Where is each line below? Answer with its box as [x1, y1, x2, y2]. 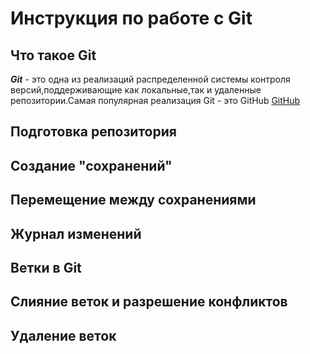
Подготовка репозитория [10, 123, 177, 141]
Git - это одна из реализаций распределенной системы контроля [10, 73, 291, 85]
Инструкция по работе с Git [10, 7, 253, 30]
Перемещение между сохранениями [10, 192, 257, 209]
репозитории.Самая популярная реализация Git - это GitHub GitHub [10, 95, 301, 106]
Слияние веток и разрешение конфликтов [10, 293, 288, 311]
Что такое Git [10, 47, 97, 64]
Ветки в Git [10, 259, 82, 276]
